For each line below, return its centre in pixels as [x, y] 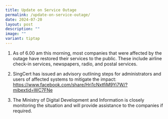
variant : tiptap [23, 39]
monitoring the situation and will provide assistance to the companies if [88, 105]
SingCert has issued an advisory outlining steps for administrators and [87, 74]
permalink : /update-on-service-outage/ [48, 15]
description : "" [23, 29]
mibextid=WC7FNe [33, 90]
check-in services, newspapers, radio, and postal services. [75, 64]
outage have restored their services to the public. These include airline [87, 58]
